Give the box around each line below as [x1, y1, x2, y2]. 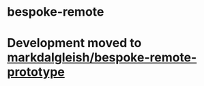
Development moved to [7, 35, 142, 51]
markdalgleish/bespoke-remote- [7, 50, 197, 66]
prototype [7, 64, 65, 80]
